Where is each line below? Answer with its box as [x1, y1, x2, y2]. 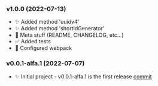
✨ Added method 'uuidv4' [14, 18, 80, 26]
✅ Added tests [14, 38, 51, 45]
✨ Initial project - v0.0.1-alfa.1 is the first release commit [14, 73, 152, 80]
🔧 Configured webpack [14, 44, 72, 52]
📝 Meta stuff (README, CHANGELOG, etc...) [14, 31, 124, 39]
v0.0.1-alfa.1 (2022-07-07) [6, 59, 85, 68]
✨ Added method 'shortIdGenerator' [14, 25, 105, 32]
